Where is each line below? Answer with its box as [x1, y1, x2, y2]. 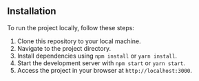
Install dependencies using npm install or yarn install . [17, 51, 178, 60]
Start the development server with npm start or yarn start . [17, 58, 186, 67]
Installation [7, 5, 56, 17]
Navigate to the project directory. [17, 44, 112, 52]
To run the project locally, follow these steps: [7, 23, 134, 32]
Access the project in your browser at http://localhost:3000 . [17, 66, 193, 74]
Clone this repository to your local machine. [17, 37, 141, 45]
